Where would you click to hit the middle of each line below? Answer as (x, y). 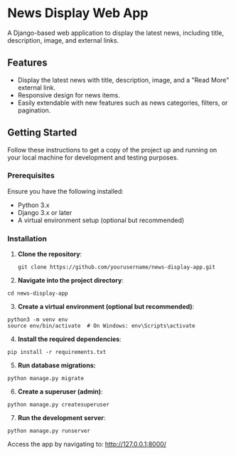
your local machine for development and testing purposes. (93, 157)
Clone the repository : (50, 254)
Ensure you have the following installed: (66, 191)
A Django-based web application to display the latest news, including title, (116, 33)
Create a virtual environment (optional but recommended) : (106, 307)
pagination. (34, 110)
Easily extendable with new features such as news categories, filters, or (123, 103)
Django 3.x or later (45, 212)
